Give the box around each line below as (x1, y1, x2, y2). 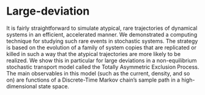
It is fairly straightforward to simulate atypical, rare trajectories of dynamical (6, 24, 198, 32)
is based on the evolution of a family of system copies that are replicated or (6, 44, 197, 51)
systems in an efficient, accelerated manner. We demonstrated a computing (6, 30, 198, 38)
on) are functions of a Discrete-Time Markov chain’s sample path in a (6, 76, 181, 83)
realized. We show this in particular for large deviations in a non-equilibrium (6, 57, 197, 64)
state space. (38, 82, 69, 90)
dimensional (6, 82, 37, 90)
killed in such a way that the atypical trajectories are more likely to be (6, 50, 181, 57)
